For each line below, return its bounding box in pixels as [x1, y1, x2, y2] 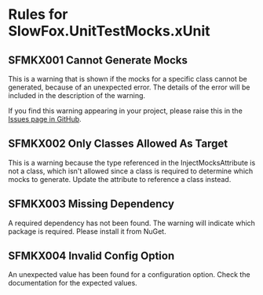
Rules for [8, 5, 68, 24]
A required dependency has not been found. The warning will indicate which [8, 218, 255, 228]
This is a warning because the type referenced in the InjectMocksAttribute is [8, 158, 256, 167]
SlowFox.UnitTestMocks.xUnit [8, 22, 210, 40]
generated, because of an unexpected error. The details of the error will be [8, 82, 250, 92]
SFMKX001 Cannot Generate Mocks [8, 53, 188, 67]
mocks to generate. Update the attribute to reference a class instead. [8, 174, 232, 184]
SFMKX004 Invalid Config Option [8, 249, 175, 263]
